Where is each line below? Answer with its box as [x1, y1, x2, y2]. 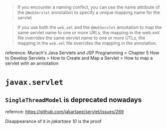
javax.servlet [5, 78, 64, 87]
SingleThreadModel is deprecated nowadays [5, 95, 142, 104]
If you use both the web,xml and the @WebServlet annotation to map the [17, 24, 162, 30]
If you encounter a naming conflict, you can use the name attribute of [17, 4, 161, 10]
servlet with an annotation [5, 61, 59, 66]
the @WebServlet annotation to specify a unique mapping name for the [17, 9, 161, 15]
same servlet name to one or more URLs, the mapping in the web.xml [17, 30, 160, 35]
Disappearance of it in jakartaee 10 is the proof [5, 119, 102, 124]
